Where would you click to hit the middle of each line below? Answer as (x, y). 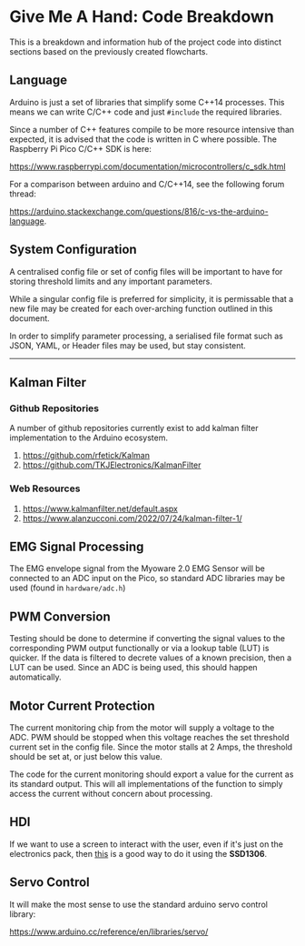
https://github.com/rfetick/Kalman (86, 456)
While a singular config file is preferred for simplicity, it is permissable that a (152, 298)
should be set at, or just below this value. (86, 756)
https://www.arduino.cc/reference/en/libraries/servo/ (109, 931)
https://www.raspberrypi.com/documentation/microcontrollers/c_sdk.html (148, 166)
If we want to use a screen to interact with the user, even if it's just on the (147, 844)
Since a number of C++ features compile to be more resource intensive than (152, 129)
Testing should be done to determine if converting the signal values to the (148, 639)
